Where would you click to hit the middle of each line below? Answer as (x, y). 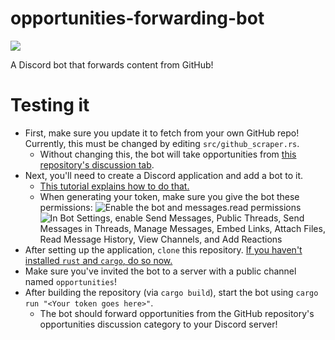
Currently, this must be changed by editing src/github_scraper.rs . (162, 143)
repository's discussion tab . (97, 164)
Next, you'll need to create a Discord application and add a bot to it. (164, 175)
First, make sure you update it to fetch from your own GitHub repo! (162, 133)
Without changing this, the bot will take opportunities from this (168, 154)
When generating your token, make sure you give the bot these (169, 196)
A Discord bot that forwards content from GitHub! (112, 64)
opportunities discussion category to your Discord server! (158, 324)
